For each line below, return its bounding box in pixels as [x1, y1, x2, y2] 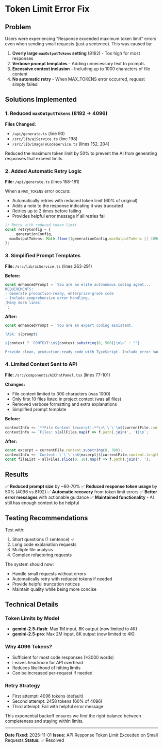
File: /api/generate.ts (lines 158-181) [5, 179, 80, 185]
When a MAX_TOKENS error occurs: [5, 188, 71, 194]
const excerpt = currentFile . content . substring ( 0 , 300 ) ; [5, 448, 123, 453]
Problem [5, 23, 32, 31]
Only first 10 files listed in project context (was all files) [12, 396, 122, 402]
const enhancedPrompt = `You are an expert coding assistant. [5, 323, 133, 328]
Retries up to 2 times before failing [12, 208, 81, 214]
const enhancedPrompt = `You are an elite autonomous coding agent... [5, 282, 151, 287]
